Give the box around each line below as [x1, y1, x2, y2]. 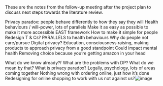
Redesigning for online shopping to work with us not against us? [5, 76, 135, 81]
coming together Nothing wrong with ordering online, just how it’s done [5, 70, 150, 76]
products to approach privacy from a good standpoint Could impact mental [5, 45, 158, 51]
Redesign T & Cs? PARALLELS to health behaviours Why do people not [5, 34, 149, 40]
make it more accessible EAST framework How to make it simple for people [5, 29, 158, 35]
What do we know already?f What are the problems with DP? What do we [5, 60, 154, 65]
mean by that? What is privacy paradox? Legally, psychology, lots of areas [5, 65, 156, 71]
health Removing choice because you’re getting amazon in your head [5, 50, 146, 56]
